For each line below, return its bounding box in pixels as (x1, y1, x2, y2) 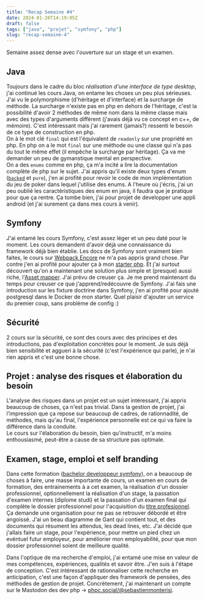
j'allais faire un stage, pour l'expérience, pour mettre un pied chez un (6, 529, 181, 536)
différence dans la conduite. (6, 423, 77, 431)
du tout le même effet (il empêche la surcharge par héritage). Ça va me (6, 148, 185, 155)
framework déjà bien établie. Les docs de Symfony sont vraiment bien (6, 247, 183, 255)
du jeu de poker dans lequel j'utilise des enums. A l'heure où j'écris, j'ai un (6, 181, 194, 188)
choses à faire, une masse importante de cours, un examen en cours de (6, 477, 188, 484)
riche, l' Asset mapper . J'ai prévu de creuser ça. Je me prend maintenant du (6, 273, 196, 281)
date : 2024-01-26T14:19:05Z (6, 15, 78, 21)
